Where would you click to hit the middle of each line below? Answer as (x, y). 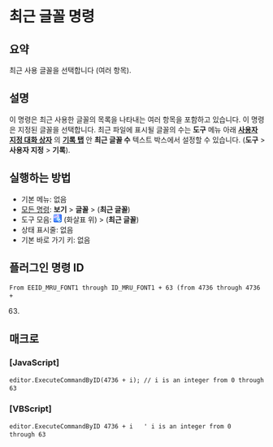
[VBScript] (30, 409)
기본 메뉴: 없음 (44, 199)
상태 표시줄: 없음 (47, 229)
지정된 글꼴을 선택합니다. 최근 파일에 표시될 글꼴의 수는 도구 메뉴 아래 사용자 (138, 129)
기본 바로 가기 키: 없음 (56, 240)
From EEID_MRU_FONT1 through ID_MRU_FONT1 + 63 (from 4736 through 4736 (135, 288)
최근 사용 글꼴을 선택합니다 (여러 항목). (71, 70)
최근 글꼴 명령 (52, 17)
